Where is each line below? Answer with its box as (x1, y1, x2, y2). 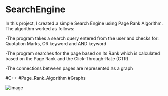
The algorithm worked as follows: (5, 25, 75, 31)
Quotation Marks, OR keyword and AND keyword (5, 40, 107, 46)
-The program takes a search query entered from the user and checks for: (5, 35, 159, 41)
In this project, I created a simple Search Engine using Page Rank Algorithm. (5, 20, 163, 26)
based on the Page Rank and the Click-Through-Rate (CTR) (5, 55, 129, 61)
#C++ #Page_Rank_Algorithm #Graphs (5, 75, 86, 81)
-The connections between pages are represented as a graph (5, 65, 133, 71)
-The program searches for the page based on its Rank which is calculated (5, 50, 160, 56)
